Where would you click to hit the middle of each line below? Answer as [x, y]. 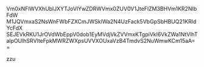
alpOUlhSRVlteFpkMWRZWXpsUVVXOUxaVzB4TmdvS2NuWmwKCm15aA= [101, 41]
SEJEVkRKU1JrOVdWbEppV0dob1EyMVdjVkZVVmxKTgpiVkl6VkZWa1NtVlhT [102, 34]
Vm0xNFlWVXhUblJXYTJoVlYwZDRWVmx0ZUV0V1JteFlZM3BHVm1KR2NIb [102, 9]
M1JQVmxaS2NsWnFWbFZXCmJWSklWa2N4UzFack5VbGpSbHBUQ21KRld [101, 21]
